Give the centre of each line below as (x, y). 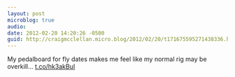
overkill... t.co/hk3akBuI (41, 67)
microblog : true (31, 20)
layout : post (26, 14)
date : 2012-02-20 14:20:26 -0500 (56, 33)
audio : (17, 26)
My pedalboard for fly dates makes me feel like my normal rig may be (107, 59)
